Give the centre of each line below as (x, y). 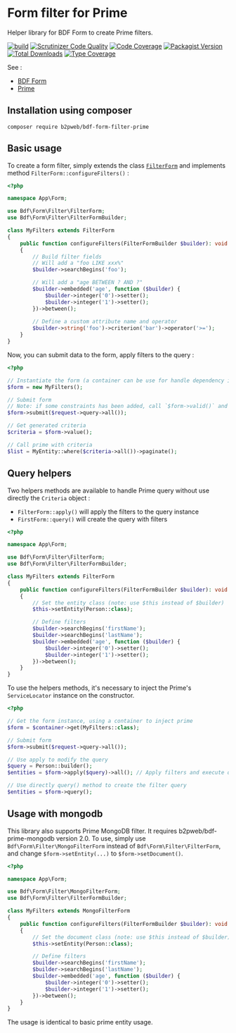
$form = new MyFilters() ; (45, 387)
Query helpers (39, 474)
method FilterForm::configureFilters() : (68, 173)
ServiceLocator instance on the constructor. (71, 695)
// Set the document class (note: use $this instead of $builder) (132, 937)
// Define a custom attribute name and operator (105, 322)
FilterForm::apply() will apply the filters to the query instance (108, 512)
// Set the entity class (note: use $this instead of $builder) (129, 603)
